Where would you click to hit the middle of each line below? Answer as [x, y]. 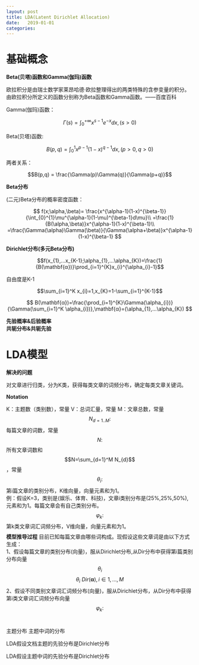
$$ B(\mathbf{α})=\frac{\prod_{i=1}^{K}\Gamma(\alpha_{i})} [100, 303]
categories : [21, 28]
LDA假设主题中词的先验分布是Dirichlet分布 [58, 656]
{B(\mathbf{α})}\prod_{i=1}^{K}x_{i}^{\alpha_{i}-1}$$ [100, 267]
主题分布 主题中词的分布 [36, 631]
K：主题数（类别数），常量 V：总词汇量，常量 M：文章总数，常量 [85, 409]
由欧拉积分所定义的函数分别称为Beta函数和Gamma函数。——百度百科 [91, 97]
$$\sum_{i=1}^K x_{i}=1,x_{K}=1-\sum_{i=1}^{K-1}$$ [100, 291]
